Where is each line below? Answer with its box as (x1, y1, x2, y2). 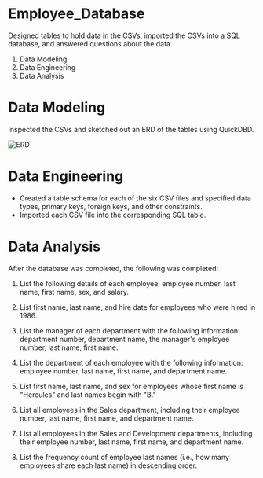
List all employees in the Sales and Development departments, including (19, 428, 253, 438)
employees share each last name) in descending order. (19, 461, 198, 470)
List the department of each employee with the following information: (19, 358, 243, 367)
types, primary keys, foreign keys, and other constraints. (19, 201, 203, 211)
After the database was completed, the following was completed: (8, 263, 219, 273)
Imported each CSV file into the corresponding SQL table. (19, 210, 206, 219)
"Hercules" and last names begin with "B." (19, 390, 156, 399)
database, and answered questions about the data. (8, 39, 173, 48)
